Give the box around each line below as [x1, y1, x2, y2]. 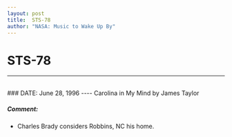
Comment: [7, 105, 39, 113]
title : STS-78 [7, 17, 51, 23]
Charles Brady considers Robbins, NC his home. [17, 122, 155, 131]
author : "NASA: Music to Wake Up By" [7, 23, 116, 30]
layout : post [7, 10, 45, 17]
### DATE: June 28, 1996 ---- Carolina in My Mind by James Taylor [7, 89, 200, 97]
